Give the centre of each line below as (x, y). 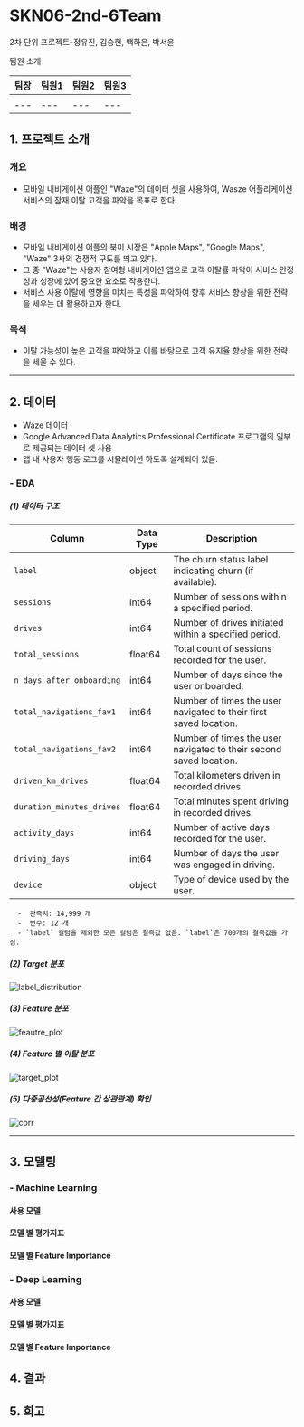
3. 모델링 (33, 1162)
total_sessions (47, 654)
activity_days (44, 832)
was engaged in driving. (224, 865)
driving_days (42, 859)
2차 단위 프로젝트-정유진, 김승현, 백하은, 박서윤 (92, 42)
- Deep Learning (46, 1279)
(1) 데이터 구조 (34, 506)
